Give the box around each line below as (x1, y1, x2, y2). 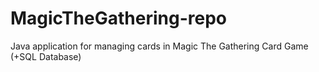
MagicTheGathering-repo (10, 7, 227, 30)
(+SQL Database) (10, 50, 82, 62)
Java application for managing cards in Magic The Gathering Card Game (10, 40, 309, 52)
